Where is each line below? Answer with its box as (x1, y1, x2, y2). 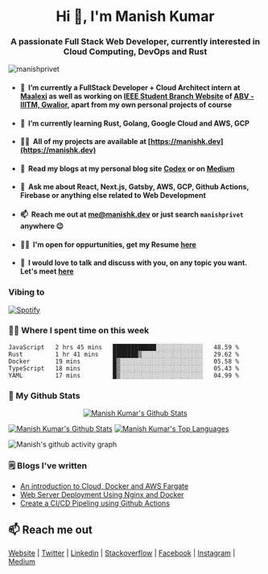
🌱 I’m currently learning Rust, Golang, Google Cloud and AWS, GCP (19, 118, 249, 128)
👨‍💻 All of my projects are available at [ (19, 137, 151, 147)
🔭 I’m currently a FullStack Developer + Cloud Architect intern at (19, 83, 241, 93)
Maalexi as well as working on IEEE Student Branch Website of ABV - (19, 92, 255, 101)
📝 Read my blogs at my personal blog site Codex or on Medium (19, 163, 235, 173)
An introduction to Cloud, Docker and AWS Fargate (19, 481, 189, 491)
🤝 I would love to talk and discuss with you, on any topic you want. (19, 258, 248, 268)
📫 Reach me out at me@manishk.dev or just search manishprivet (19, 209, 244, 220)
